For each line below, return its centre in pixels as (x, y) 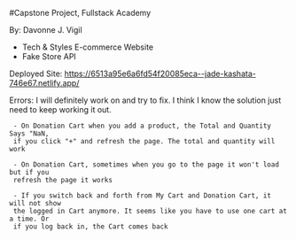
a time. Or (29, 219)
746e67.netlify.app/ (44, 83)
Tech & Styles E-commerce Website (87, 47)
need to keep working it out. (61, 109)
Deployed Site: (36, 74)
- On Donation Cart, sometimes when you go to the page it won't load (146, 165)
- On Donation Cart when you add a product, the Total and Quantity (142, 126)
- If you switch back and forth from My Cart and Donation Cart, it (142, 196)
